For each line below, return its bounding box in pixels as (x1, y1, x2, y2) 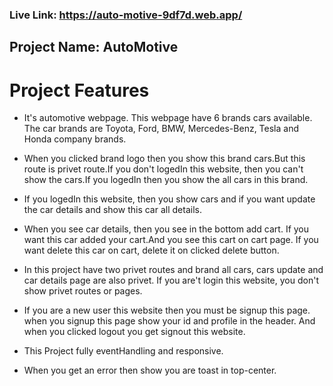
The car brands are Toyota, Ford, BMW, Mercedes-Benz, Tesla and (23, 123, 299, 135)
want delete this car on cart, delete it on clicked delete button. (23, 244, 280, 257)
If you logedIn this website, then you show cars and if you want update (23, 193, 316, 205)
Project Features (9, 79, 150, 102)
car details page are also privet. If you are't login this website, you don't (23, 274, 319, 287)
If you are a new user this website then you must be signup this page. (23, 304, 311, 317)
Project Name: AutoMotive (9, 39, 179, 56)
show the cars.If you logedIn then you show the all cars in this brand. (23, 174, 309, 186)
